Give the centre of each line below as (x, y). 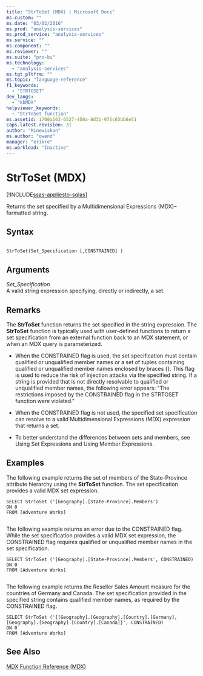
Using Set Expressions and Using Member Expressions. (85, 444)
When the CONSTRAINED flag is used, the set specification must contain (106, 356)
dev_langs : (20, 97)
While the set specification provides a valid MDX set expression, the (91, 535)
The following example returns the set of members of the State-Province (97, 477)
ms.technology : (25, 63)
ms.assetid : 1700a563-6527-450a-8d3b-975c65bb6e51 (72, 119)
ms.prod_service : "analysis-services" (55, 35)
